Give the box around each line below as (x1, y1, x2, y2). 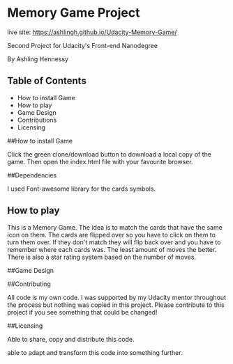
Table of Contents (7, 75, 87, 87)
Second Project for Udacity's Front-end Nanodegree (7, 41, 158, 49)
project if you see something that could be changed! (7, 308, 158, 316)
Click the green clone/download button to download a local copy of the (7, 150, 211, 158)
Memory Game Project (7, 5, 140, 21)
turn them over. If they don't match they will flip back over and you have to (7, 238, 221, 246)
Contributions (17, 116, 57, 124)
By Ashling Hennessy (7, 54, 68, 63)
